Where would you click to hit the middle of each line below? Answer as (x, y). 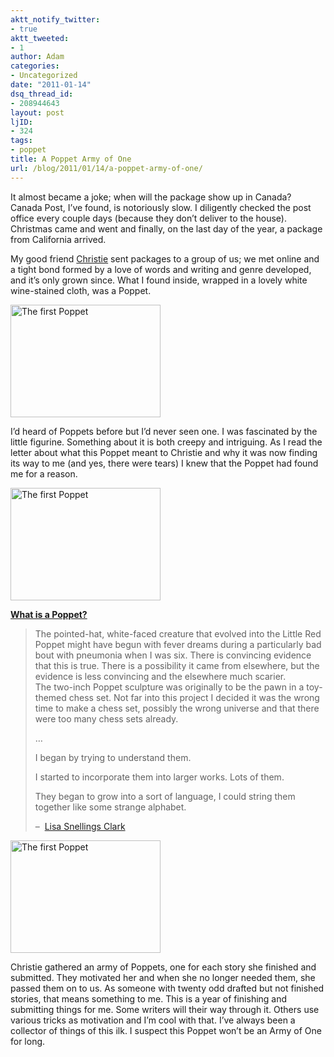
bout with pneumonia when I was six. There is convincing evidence (173, 655)
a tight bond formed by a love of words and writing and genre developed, (161, 269)
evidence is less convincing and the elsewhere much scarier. (160, 676)
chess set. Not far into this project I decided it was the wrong (194, 697)
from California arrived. (58, 239)
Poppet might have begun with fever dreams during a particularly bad (178, 644)
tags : (21, 141)
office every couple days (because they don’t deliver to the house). (148, 218)
